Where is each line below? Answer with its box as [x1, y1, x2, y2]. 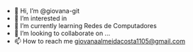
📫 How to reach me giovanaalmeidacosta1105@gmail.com [13, 37, 186, 45]
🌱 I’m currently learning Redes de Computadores [13, 22, 158, 30]
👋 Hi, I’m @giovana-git [13, 7, 80, 15]
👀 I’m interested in [13, 14, 67, 22]
